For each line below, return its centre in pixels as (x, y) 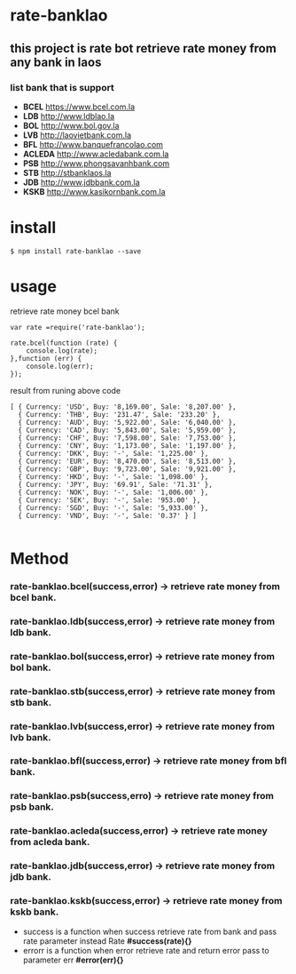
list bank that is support (62, 87)
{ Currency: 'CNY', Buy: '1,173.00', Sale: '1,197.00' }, (128, 445)
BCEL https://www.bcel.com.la (79, 107)
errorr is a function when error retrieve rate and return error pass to (146, 950)
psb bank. (32, 807)
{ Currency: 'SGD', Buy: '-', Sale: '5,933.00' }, (113, 507)
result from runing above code (66, 390)
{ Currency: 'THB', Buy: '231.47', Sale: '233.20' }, (119, 414)
